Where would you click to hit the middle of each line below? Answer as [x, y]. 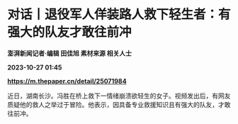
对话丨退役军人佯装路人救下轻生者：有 [119, 15]
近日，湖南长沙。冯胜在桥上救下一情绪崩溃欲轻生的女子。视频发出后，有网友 [119, 96]
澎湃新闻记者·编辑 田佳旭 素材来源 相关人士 [70, 53]
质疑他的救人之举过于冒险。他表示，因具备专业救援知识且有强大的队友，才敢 [119, 104]
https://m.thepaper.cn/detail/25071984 [67, 81]
